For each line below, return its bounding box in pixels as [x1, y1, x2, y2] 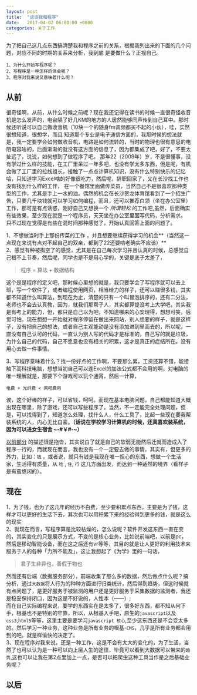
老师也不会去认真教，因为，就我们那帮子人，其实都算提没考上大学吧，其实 [6, 301, 186, 308]
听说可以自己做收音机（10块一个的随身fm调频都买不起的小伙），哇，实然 [16, 124, 190, 131]
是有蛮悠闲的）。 [6, 468, 45, 475]
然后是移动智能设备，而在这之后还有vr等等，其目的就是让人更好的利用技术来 [6, 540, 191, 547]
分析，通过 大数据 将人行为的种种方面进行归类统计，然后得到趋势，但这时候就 [6, 580, 189, 587]
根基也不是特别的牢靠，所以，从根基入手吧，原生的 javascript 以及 [16, 609, 176, 616]
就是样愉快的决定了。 [26, 631, 78, 638]
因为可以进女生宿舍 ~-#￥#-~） [6, 426, 83, 433]
